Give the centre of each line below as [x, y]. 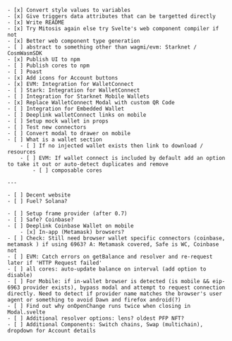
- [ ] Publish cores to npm [49, 66]
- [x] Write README [36, 23]
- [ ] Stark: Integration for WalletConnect [74, 90]
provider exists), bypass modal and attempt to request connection [124, 287]
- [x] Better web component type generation [74, 41]
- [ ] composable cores [67, 170]
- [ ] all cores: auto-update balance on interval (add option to [107, 269]
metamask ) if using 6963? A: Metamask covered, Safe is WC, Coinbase [113, 244]
